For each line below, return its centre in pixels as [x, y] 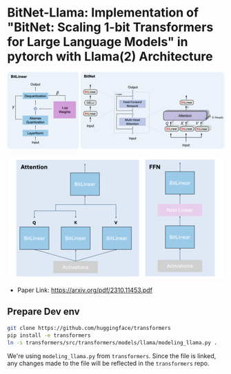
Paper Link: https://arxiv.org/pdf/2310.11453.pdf [85, 290]
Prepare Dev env [43, 311]
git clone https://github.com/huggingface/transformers [89, 329]
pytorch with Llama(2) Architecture [110, 57]
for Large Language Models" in [98, 42]
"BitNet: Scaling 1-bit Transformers [110, 27]
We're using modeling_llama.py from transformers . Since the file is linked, [112, 356]
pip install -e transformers [49, 335]
